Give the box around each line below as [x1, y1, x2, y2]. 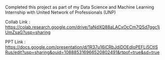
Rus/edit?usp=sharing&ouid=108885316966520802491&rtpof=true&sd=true [5, 49, 160, 55]
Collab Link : [5, 19, 31, 25]
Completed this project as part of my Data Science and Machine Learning [5, 4, 154, 10]
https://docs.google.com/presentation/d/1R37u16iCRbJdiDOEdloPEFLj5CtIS [5, 44, 159, 50]
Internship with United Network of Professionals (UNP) [5, 9, 116, 15]
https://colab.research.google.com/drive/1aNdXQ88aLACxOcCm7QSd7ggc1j [5, 24, 160, 30]
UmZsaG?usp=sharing [5, 30, 51, 35]
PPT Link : [5, 39, 26, 45]
